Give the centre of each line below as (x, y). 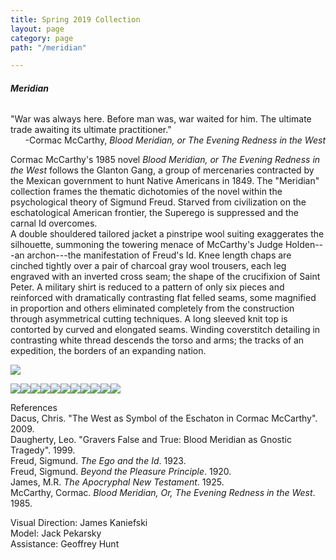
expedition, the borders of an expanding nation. (108, 351)
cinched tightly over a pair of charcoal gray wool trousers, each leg (148, 266)
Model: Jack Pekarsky (56, 533)
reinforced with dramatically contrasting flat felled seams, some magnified (163, 298)
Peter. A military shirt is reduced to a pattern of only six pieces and (147, 287)
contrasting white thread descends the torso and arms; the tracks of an (157, 340)
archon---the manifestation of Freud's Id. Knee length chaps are (159, 255)
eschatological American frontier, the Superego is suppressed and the (155, 213)
